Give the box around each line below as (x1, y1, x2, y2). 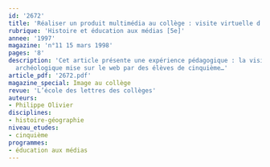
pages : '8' (8, 49, 45, 57)
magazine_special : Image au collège (8, 79, 131, 87)
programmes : (8, 138, 48, 147)
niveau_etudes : (8, 124, 59, 132)
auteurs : (8, 94, 38, 102)
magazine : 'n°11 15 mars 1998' (8, 42, 113, 50)
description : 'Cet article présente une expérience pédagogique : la (8, 57, 247, 65)
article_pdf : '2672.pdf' (8, 71, 92, 79)
